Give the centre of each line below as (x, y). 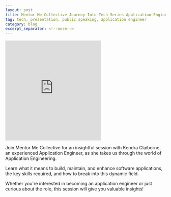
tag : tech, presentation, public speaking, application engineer (76, 19)
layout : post (19, 10)
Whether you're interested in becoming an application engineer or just (79, 184)
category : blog (21, 24)
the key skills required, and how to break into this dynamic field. (72, 174)
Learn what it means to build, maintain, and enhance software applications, (84, 169)
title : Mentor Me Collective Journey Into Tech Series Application (78, 15)
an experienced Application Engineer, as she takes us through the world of (83, 153)
